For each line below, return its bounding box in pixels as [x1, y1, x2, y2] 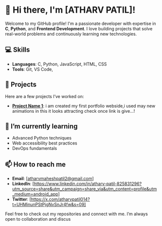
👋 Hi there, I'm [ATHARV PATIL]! [5, 4, 136, 16]
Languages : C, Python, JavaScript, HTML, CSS [12, 61, 107, 67]
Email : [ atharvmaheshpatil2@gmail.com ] [12, 176, 94, 182]
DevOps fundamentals [12, 145, 57, 151]
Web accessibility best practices [12, 140, 78, 146]
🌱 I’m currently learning [5, 122, 78, 130]
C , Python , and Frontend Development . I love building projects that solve [5, 25, 153, 31]
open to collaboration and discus [5, 216, 71, 222]
